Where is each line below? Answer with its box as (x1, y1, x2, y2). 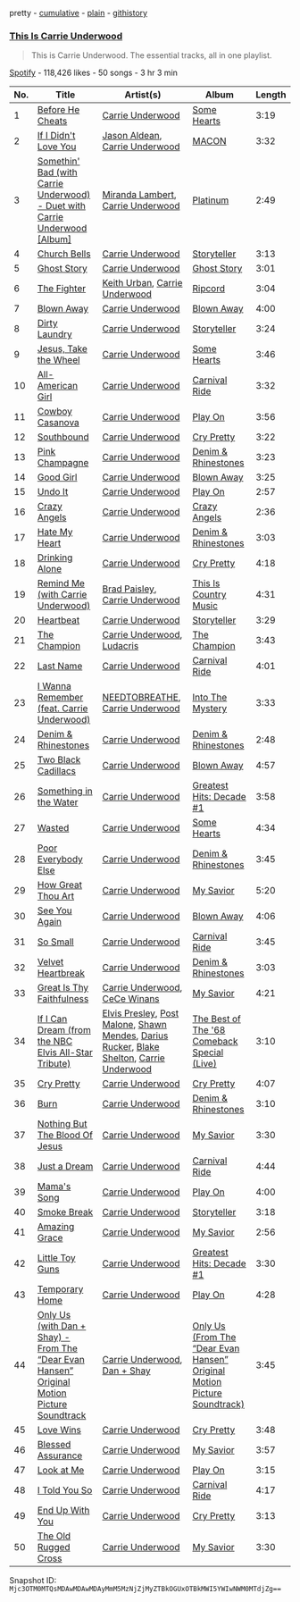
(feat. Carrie (37, 702, 88, 715)
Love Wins (37, 1424, 82, 1437)
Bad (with (37, 166, 78, 179)
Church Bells (37, 247, 91, 260)
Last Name (37, 660, 83, 673)
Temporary (37, 1283, 84, 1296)
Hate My (37, 526, 73, 539)
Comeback (192, 1036, 238, 1048)
